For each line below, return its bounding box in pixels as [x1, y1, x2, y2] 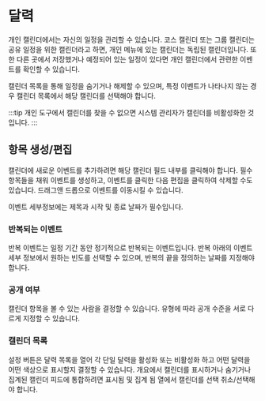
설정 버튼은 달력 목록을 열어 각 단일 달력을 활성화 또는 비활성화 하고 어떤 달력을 [8, 354, 251, 364]
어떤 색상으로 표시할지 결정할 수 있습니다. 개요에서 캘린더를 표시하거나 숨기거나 [8, 365, 252, 374]
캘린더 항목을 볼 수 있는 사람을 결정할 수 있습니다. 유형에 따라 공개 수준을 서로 [8, 304, 247, 313]
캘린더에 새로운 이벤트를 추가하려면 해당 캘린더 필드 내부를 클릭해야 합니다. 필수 [8, 165, 253, 174]
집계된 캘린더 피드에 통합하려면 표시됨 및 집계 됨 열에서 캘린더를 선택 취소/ [8, 374, 237, 384]
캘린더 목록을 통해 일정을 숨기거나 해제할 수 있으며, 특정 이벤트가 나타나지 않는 [8, 81, 249, 91]
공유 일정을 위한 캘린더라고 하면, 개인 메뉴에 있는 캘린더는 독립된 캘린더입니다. [8, 44, 249, 54]
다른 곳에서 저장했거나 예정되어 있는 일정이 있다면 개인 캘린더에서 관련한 [16, 54, 239, 64]
